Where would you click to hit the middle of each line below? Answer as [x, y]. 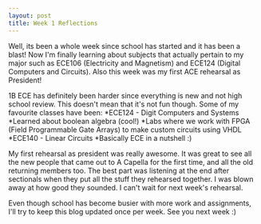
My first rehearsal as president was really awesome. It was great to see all [130, 154]
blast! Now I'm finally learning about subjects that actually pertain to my [126, 54]
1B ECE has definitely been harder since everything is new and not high [125, 95]
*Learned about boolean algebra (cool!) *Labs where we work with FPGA [129, 121]
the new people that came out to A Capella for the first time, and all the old [131, 162]
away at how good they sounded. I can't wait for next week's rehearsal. [126, 187]
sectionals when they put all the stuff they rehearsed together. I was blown [131, 179]
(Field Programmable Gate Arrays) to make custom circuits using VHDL [125, 130]
